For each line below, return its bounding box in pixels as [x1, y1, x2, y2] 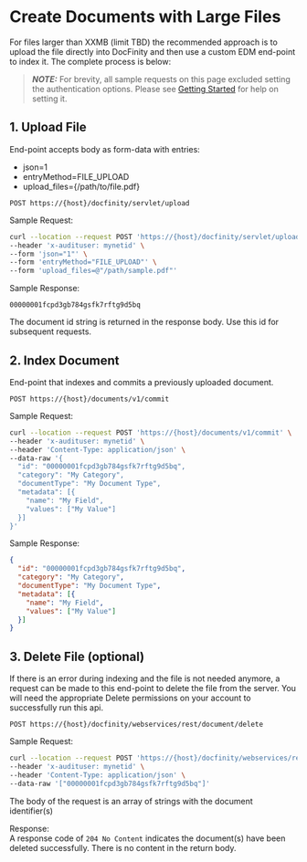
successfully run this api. [9, 702, 103, 713]
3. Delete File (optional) [9, 648, 144, 664]
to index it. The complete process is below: [9, 56, 172, 67]
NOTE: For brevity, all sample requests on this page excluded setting [31, 73, 291, 84]
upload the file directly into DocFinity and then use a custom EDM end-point [9, 46, 295, 57]
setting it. [31, 93, 68, 104]
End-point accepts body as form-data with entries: [9, 143, 201, 154]
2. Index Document [9, 352, 120, 368]
